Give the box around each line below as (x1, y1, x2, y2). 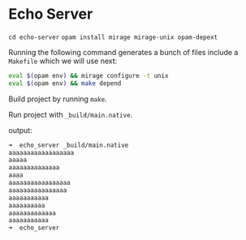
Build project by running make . (8, 94, 107, 104)
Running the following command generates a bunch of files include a (8, 47, 239, 57)
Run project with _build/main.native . (8, 109, 133, 119)
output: (8, 125, 32, 135)
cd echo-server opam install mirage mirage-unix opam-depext (8, 33, 218, 41)
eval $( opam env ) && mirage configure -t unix (8, 71, 169, 79)
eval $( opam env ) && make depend (8, 79, 122, 88)
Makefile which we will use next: (8, 56, 118, 66)
